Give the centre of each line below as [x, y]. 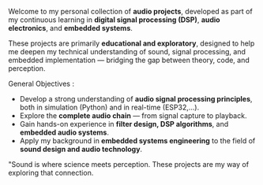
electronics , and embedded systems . [70, 28]
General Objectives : [41, 83]
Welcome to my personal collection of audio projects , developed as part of [130, 11]
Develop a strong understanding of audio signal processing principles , [136, 99]
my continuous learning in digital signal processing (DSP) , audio [114, 20]
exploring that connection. [51, 173]
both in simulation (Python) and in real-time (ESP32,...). [109, 107]
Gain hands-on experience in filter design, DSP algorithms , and [124, 124]
